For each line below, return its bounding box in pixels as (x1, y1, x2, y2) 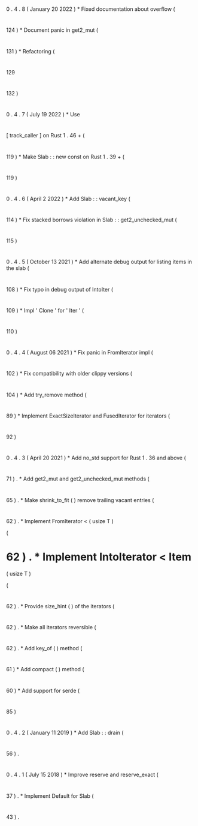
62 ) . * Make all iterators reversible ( (6, 624, 97, 630)
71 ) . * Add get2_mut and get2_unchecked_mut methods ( (6, 475, 150, 482)
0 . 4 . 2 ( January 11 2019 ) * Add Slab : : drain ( (6, 729, 124, 736)
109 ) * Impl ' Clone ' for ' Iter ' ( (6, 307, 84, 314)
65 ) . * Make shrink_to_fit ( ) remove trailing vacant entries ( (6, 496, 154, 503)
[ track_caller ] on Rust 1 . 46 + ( (6, 132, 85, 139)
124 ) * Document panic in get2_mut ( (6, 26, 99, 34)
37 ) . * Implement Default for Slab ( (6, 792, 94, 800)
